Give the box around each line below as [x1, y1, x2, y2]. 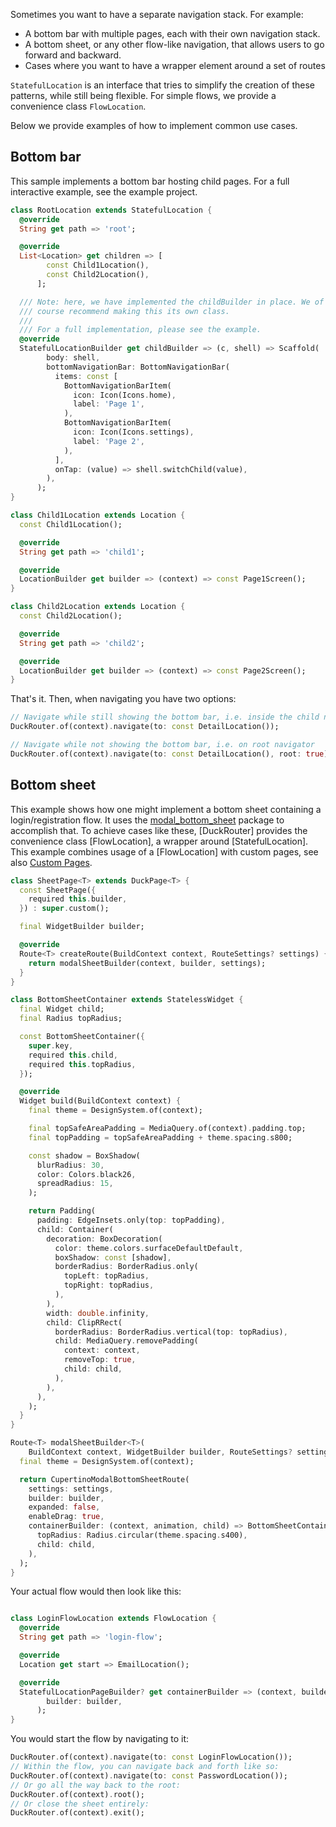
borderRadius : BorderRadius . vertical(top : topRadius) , [54, 1327, 288, 1337]
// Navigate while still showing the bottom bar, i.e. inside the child [10, 712, 320, 723]
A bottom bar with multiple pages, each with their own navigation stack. [24, 28, 321, 39]
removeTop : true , [63, 1355, 137, 1365]
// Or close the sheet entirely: [10, 1799, 150, 1809]
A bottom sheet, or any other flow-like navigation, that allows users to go [24, 39, 325, 50]
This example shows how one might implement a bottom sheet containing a [10, 803, 322, 815]
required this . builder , [28, 894, 128, 904]
